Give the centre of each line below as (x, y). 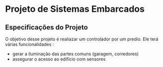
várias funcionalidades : (30, 44)
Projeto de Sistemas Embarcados (75, 9)
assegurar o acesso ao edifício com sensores (59, 59)
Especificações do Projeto (46, 27)
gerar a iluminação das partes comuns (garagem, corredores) (76, 54)
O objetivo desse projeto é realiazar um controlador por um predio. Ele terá (82, 39)
